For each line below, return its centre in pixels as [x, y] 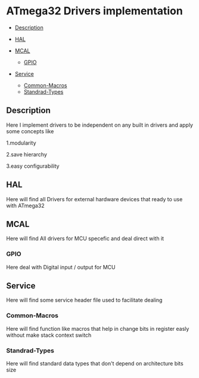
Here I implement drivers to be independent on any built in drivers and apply [100, 125]
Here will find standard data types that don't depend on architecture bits [95, 364]
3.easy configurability [33, 166]
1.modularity [21, 143]
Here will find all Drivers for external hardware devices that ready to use [94, 199]
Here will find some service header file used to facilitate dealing [84, 300]
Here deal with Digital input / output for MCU [61, 267]
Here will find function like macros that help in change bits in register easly [98, 328]
